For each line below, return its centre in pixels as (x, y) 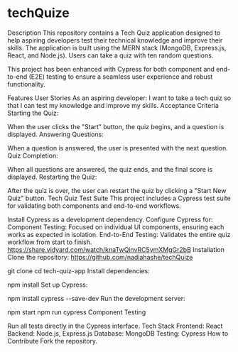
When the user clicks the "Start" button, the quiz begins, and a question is (116, 126)
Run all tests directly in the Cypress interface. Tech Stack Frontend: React (115, 326)
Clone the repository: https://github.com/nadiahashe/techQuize (100, 257)
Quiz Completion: (33, 155)
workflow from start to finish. (50, 242)
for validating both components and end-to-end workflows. (94, 205)
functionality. (27, 84)
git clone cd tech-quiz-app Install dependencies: (79, 270)
